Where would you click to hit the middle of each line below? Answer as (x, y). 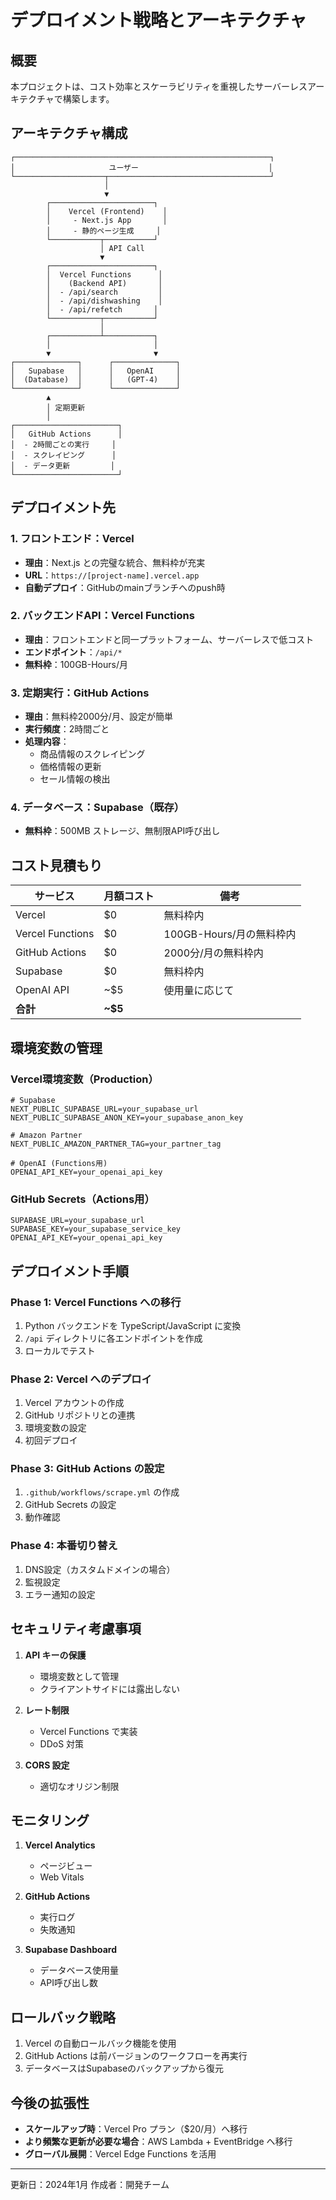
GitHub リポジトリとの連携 (80, 1415)
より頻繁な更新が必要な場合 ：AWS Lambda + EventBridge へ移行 (158, 2142)
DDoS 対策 (62, 1743)
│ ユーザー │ (141, 167)
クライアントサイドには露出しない (110, 1688)
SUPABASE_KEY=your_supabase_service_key (96, 1229)
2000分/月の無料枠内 (213, 953)
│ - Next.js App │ (107, 220)
